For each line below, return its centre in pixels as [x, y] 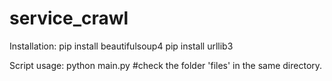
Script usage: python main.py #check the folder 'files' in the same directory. [166, 65]
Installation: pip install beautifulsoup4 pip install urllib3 [121, 46]
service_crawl [69, 18]
